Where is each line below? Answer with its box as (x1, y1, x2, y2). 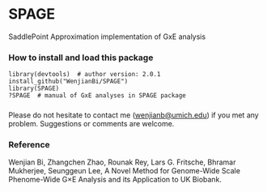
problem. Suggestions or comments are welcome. (8, 119, 175, 129)
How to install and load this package (8, 52, 154, 63)
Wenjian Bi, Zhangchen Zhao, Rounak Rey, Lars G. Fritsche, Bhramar (8, 157, 236, 167)
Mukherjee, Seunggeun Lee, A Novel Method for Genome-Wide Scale (8, 166, 241, 176)
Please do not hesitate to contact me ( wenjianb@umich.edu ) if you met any (8, 110, 259, 120)
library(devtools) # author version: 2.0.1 (8, 70, 161, 79)
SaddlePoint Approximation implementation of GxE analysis (8, 32, 206, 41)
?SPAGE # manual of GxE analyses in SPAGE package (8, 92, 186, 100)
